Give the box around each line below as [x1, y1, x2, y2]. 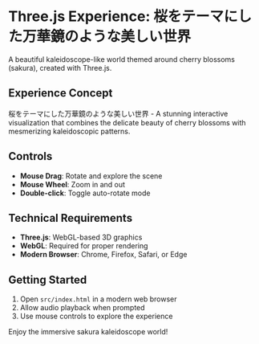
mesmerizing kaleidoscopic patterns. [8, 126, 131, 136]
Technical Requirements [8, 211, 133, 225]
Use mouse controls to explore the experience [19, 311, 173, 321]
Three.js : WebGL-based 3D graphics [19, 232, 143, 242]
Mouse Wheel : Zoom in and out [19, 179, 126, 189]
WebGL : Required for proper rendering [19, 241, 148, 251]
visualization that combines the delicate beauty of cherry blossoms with [8, 117, 246, 127]
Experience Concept [8, 86, 113, 100]
